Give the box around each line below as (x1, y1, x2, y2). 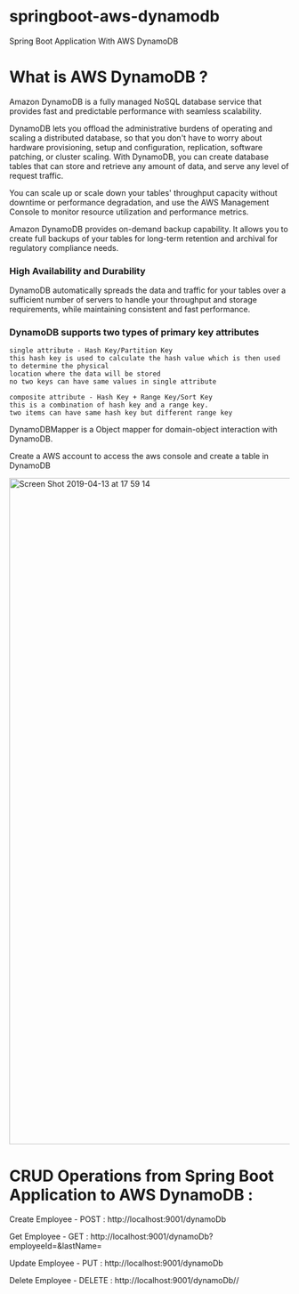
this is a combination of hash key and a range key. (9, 400, 209, 410)
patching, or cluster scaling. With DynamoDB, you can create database (9, 151, 270, 162)
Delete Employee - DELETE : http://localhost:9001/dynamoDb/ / (9, 1275, 239, 1286)
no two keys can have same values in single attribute (9, 377, 217, 386)
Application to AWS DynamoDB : (9, 1185, 254, 1205)
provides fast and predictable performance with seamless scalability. (9, 105, 263, 117)
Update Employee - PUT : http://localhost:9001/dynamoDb (9, 1258, 224, 1269)
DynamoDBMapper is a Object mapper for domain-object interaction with (9, 425, 278, 435)
